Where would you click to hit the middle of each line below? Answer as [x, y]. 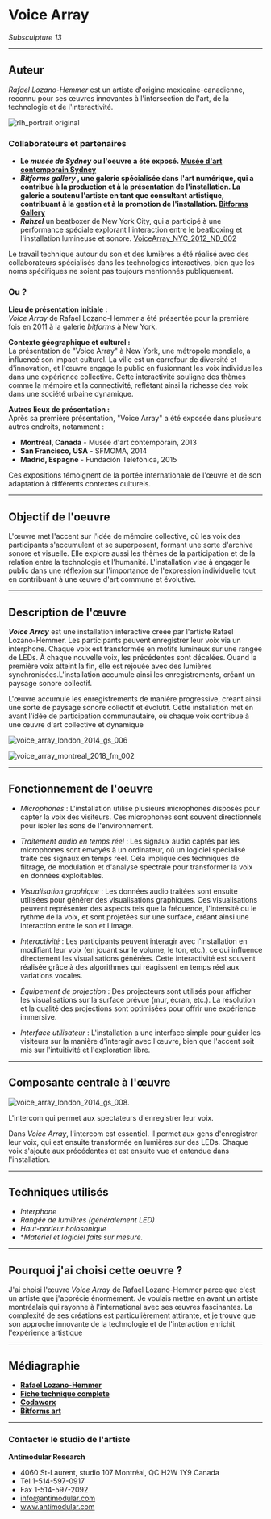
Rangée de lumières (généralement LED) [88, 1220]
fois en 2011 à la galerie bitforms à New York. [83, 327]
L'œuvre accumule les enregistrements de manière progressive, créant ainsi [134, 698]
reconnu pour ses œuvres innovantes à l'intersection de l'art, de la [119, 98]
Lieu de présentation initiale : [58, 309]
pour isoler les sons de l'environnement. [87, 825]
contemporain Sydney [58, 170]
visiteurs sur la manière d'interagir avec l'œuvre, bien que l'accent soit [137, 1041]
